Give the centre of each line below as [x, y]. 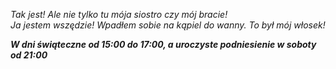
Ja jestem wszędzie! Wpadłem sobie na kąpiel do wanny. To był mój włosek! [168, 25]
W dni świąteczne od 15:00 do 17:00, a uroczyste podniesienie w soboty [163, 44]
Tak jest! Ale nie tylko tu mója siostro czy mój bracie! [119, 14]
